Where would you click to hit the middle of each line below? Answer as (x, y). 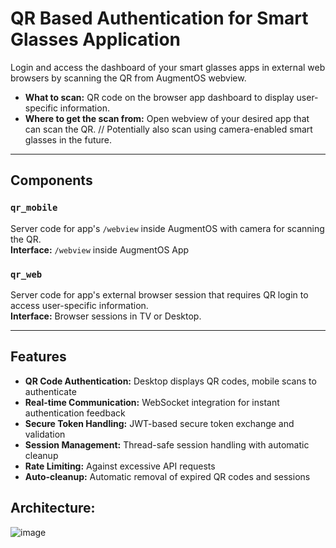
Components (51, 180)
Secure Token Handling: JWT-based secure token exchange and (159, 423)
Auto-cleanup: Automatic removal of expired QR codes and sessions (167, 476)
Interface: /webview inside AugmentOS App (100, 249)
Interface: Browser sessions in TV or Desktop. (106, 316)
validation (45, 434)
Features (38, 357)
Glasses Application (96, 39)
